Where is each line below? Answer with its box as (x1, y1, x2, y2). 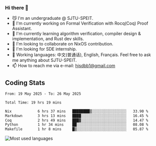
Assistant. (12, 26, 32, 31)
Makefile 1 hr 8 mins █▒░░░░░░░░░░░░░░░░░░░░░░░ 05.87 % (5, 127, 149, 132)
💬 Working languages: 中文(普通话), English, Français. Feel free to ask (12, 52, 151, 58)
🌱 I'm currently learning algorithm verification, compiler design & (12, 31, 141, 37)
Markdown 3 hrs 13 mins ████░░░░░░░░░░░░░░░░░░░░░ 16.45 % (5, 113, 149, 118)
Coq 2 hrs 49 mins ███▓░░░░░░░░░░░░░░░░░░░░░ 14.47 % (5, 118, 149, 123)
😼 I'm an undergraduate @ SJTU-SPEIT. (12, 15, 94, 21)
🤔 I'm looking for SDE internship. (12, 46, 77, 52)
